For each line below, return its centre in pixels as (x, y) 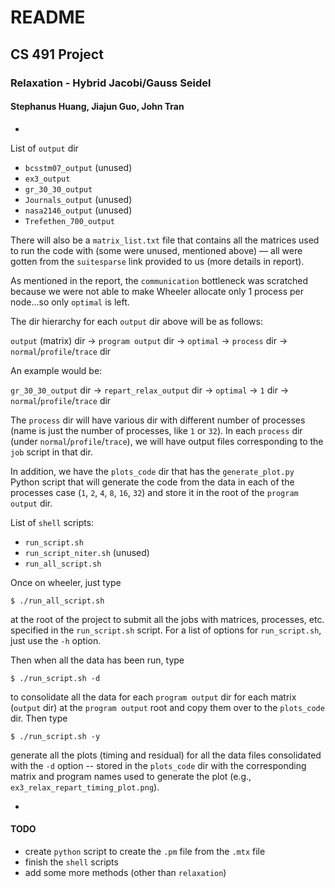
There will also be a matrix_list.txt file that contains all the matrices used (165, 240)
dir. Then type (39, 718)
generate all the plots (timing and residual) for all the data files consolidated (166, 755)
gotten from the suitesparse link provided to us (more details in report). (157, 261)
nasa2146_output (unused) (78, 210)
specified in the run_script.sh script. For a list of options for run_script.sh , (166, 630)
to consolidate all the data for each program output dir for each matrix (153, 697)
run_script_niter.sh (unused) (87, 552)
